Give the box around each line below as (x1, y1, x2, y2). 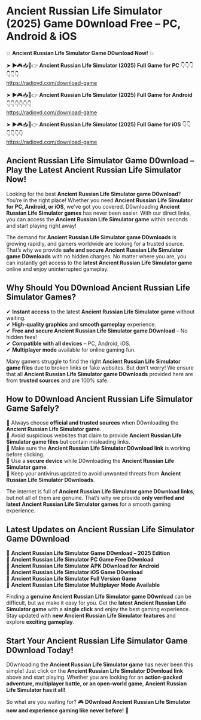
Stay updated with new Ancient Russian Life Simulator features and (6, 612, 176, 620)
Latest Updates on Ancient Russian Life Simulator (6, 524, 194, 535)
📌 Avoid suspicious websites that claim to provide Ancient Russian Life (6, 432, 182, 439)
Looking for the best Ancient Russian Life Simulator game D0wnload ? (6, 190, 181, 197)
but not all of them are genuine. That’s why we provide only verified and (6, 495, 185, 502)
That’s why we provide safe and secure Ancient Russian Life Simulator (6, 246, 184, 254)
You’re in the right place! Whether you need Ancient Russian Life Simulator (6, 196, 193, 204)
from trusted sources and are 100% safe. (6, 377, 109, 384)
